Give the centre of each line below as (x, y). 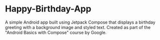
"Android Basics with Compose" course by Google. (56, 32)
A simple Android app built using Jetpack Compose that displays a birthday (80, 22)
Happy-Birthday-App (48, 9)
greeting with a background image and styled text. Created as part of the (78, 27)
